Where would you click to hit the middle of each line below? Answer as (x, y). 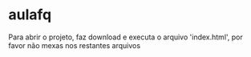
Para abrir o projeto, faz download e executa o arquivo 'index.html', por (125, 37)
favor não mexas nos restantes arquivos (75, 45)
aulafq (30, 15)
